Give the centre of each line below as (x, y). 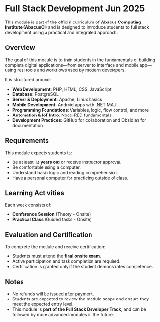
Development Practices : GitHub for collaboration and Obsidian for (79, 120)
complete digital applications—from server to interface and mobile (72, 65)
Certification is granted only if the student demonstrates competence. (82, 267)
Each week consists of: (28, 205)
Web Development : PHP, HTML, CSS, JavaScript (62, 89)
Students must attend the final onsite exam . (57, 256)
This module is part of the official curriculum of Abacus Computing (73, 22)
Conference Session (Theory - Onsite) (51, 214)
